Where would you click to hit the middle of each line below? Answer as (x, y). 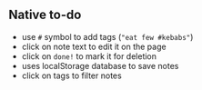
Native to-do (45, 15)
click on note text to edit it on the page (94, 46)
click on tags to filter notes (71, 75)
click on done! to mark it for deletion (89, 56)
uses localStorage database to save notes (100, 65)
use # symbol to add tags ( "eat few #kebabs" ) (107, 36)
